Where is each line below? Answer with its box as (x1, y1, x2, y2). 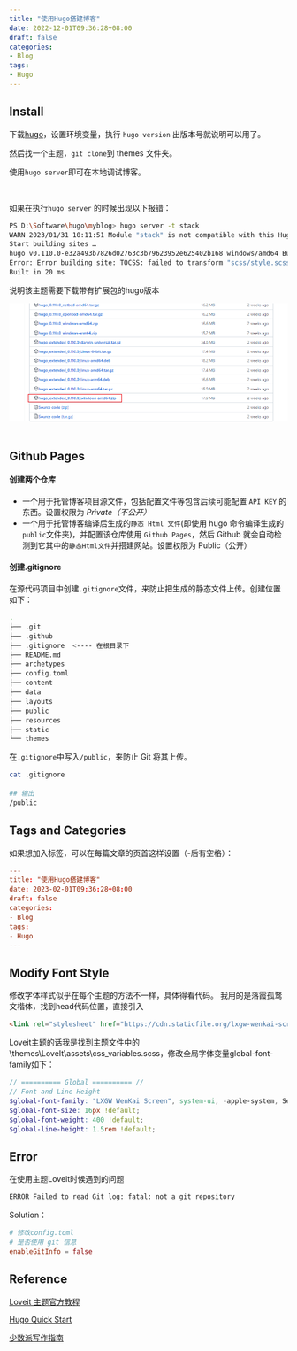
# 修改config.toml (9, 1229, 74, 1238)
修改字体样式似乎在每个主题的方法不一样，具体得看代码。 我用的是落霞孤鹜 (9, 990, 283, 1000)
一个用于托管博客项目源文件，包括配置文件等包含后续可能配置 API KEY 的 (21, 496, 287, 506)
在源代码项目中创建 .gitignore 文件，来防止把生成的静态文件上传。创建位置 (9, 583, 281, 593)
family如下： (9, 1059, 55, 1070)
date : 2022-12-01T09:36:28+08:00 (9, 23, 133, 33)
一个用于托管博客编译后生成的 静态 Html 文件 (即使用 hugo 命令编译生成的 (21, 518, 285, 529)
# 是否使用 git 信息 (9, 1238, 77, 1247)
